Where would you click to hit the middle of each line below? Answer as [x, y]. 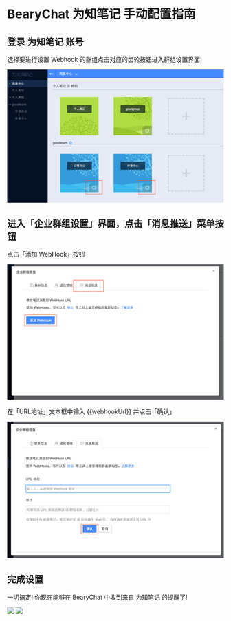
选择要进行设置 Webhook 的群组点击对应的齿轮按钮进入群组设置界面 [104, 59]
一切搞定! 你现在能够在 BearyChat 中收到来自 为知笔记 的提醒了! [97, 597]
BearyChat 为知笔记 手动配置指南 [101, 14]
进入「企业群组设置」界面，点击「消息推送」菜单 [111, 223]
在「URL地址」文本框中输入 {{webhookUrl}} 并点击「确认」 [91, 411]
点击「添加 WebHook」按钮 [46, 254]
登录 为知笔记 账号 [45, 42]
